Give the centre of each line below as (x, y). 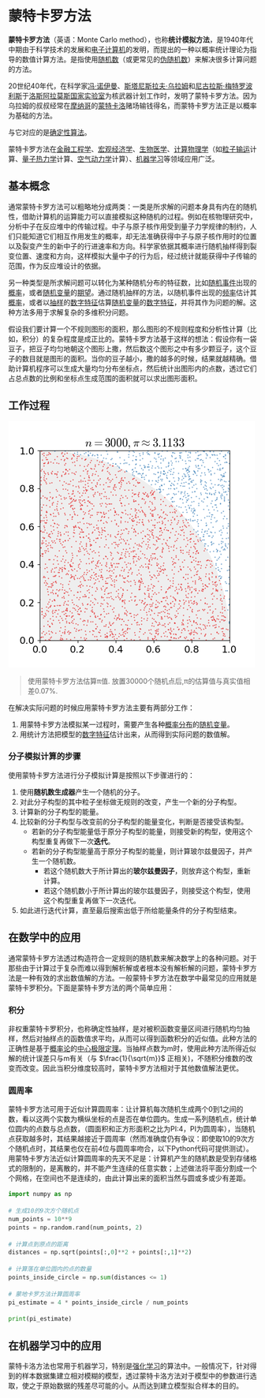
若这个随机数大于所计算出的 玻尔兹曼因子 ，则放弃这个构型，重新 (147, 871)
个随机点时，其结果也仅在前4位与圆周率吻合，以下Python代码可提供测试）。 (131, 1149)
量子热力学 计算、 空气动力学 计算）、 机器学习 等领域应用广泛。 (121, 159)
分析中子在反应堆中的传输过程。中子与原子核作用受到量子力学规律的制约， (129, 226)
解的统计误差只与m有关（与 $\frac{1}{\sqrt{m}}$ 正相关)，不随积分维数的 (127, 1058)
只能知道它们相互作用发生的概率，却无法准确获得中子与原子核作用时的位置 (136, 236)
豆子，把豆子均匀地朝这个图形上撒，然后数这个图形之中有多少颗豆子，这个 (129, 349)
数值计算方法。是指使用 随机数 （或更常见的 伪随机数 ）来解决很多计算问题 (139, 59)
